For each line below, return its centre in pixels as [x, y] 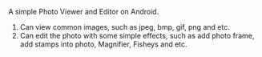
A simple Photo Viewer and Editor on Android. [84, 12]
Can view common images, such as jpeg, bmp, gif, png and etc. [125, 27]
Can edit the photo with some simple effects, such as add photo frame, [137, 36]
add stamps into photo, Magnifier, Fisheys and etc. [103, 44]
